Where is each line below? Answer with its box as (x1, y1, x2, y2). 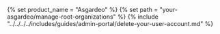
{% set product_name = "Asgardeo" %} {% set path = (7, 6, 159, 13)
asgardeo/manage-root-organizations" (7, 13, 116, 21)
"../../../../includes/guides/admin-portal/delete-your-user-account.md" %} (7, 20, 214, 27)
